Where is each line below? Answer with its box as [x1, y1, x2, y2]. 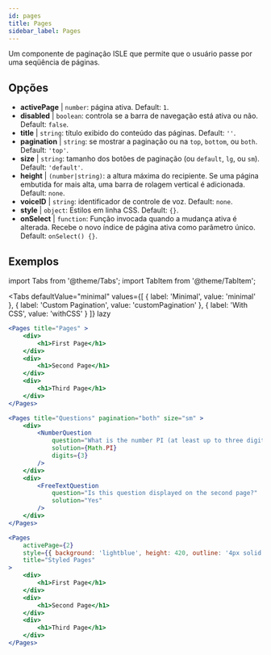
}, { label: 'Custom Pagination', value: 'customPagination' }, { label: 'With [8, 300, 248, 309]
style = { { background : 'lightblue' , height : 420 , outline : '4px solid [23, 548, 262, 557]
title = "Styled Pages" [23, 556, 95, 565]
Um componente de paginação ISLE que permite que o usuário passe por [8, 49, 252, 59]
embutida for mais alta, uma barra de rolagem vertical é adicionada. [19, 179, 246, 190]
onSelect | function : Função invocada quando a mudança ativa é [19, 214, 237, 224]
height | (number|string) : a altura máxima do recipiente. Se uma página [19, 171, 260, 181]
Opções [8, 81, 48, 94]
